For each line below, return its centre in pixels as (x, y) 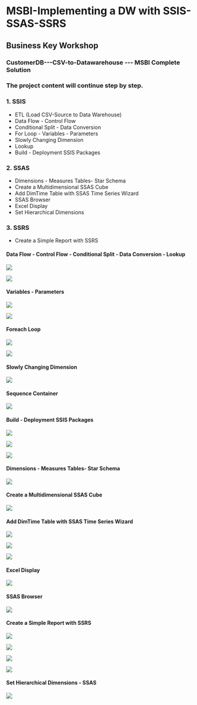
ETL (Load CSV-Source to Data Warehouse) (68, 115)
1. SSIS (16, 102)
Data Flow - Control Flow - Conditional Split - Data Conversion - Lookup (96, 254)
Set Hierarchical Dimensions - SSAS (51, 683)
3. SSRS (18, 227)
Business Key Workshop (53, 45)
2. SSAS (18, 167)
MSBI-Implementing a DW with (83, 11)
